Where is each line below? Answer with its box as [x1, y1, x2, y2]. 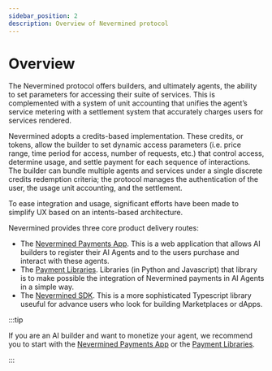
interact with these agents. [19, 257, 110, 266]
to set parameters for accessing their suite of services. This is [8, 90, 215, 100]
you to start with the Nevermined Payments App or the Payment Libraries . [8, 339, 256, 349]
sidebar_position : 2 [8, 11, 79, 20]
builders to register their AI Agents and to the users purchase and [19, 248, 240, 257]
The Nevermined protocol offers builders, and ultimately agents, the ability [8, 81, 257, 91]
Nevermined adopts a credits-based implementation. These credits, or [8, 132, 244, 141]
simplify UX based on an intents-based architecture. [8, 208, 183, 218]
